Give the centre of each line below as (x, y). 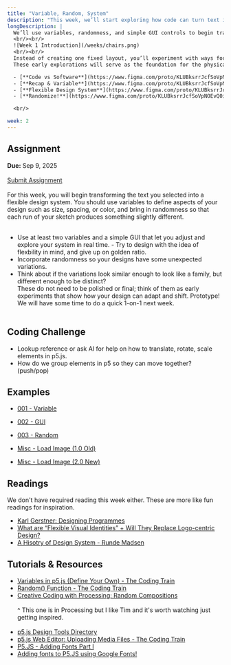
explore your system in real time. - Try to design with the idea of (108, 244)
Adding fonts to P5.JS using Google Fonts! (77, 653)
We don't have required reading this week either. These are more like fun (110, 500)
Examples (29, 392)
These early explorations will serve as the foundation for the (107, 65)
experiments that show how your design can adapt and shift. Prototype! (118, 296)
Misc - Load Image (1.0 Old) (56, 448)
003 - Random (37, 435)
